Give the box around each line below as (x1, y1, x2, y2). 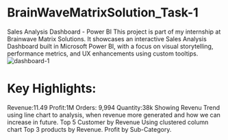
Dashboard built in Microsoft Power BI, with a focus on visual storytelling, (7, 42, 214, 50)
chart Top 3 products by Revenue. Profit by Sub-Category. (7, 125, 172, 133)
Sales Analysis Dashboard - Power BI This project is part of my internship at (7, 27, 221, 36)
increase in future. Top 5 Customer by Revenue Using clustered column (7, 118, 209, 126)
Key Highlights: (7, 81, 97, 97)
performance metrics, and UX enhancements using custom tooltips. (7, 49, 199, 58)
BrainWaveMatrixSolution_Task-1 (7, 5, 199, 21)
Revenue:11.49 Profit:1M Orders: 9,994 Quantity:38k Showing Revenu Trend (7, 103, 220, 111)
